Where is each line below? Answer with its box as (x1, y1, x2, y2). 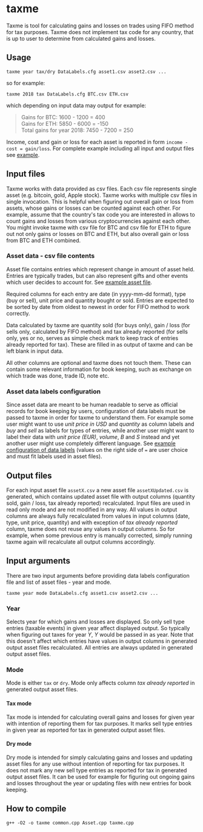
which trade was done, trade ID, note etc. (6, 372, 110, 379)
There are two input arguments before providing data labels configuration (6, 572, 190, 579)
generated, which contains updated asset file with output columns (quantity (6, 493, 195, 500)
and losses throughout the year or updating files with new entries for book (6, 779, 192, 786)
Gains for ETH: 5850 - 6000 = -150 (21, 120, 109, 127)
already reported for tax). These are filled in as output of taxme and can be (6, 341, 193, 348)
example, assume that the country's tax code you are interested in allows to (6, 210, 195, 218)
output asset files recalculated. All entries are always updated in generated (6, 644, 193, 651)
